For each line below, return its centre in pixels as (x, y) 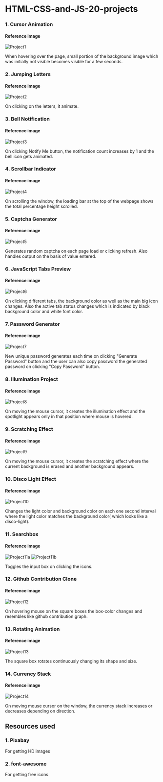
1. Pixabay (17, 740)
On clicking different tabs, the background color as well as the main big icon (81, 301)
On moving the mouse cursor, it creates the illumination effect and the (75, 411)
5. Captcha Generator (31, 219)
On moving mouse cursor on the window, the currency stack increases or (79, 706)
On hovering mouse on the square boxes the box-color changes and (74, 611)
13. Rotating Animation (32, 629)
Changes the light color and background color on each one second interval (81, 511)
